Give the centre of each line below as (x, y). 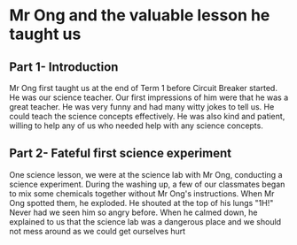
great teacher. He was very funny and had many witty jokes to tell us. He (142, 107)
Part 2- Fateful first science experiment (121, 153)
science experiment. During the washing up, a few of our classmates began (147, 184)
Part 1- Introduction (64, 67)
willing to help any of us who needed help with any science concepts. (136, 126)
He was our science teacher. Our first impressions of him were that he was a (149, 97)
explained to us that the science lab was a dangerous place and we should (145, 221)
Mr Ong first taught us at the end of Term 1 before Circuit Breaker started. (143, 88)
